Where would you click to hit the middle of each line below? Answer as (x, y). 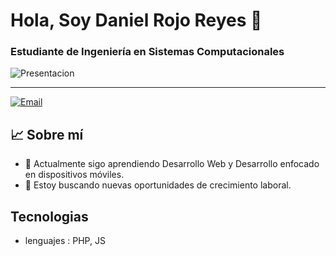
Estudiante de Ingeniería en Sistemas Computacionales (147, 52)
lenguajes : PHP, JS (65, 241)
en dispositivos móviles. (74, 175)
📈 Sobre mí (47, 134)
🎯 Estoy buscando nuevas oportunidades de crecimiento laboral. (158, 185)
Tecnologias (49, 216)
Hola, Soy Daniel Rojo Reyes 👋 (136, 20)
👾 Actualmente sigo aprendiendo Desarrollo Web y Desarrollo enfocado (172, 164)
